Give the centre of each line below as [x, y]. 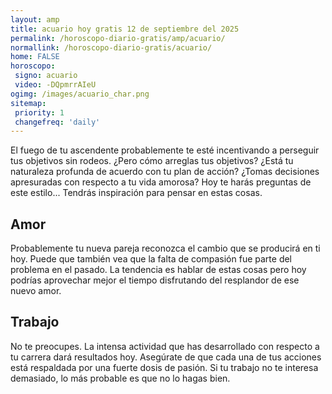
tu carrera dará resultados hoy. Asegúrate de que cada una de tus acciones [166, 357]
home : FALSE [35, 57]
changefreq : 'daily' [57, 122]
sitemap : [28, 103]
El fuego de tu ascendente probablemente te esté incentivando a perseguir [165, 150]
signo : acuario [46, 76]
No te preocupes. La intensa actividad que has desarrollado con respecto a [165, 346]
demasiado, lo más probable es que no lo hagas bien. [120, 378]
